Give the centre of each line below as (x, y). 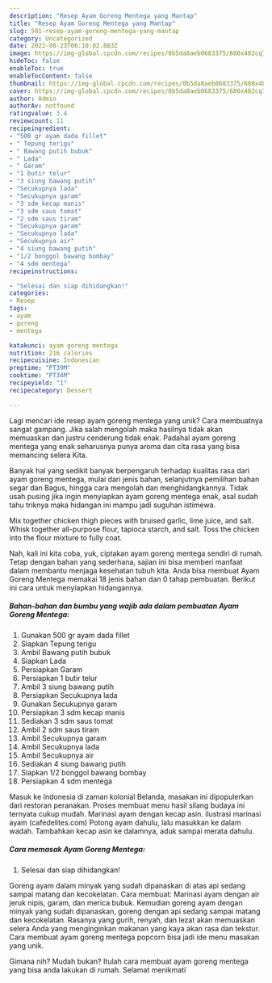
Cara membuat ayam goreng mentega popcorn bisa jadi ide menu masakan (134, 937)
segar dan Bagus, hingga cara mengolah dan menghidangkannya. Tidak (129, 487)
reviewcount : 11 (36, 121)
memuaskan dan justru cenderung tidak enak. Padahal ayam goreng (123, 438)
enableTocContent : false (51, 76)
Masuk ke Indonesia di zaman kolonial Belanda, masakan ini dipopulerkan (131, 796)
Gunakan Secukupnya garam (69, 704)
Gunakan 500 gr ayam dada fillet (75, 635)
